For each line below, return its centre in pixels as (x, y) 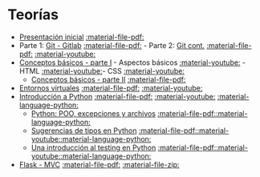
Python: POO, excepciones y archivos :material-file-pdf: (124, 113)
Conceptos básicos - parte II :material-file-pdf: (108, 79)
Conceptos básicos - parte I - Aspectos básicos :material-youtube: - (132, 62)
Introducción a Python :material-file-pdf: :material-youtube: (117, 96)
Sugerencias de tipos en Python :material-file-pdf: (114, 131)
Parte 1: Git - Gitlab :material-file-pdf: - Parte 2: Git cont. (112, 45)
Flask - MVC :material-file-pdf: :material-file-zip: (99, 164)
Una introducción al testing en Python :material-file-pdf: (124, 147)
